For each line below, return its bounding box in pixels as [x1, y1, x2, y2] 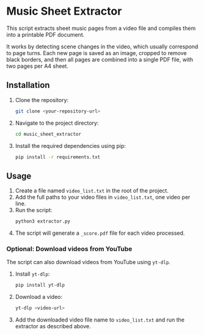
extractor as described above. [15, 323, 92, 330]
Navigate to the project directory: [15, 119, 99, 127]
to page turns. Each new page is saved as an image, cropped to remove [6, 49, 188, 56]
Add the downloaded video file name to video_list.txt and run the [15, 316, 185, 323]
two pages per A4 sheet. [6, 62, 69, 70]
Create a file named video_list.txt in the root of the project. [15, 187, 169, 194]
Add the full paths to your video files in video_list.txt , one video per [15, 194, 191, 201]
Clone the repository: [15, 96, 69, 103]
